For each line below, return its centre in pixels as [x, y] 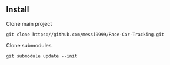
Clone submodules [29, 45]
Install [18, 10]
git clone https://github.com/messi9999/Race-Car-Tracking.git [85, 35]
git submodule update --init [42, 56]
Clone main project [29, 23]
